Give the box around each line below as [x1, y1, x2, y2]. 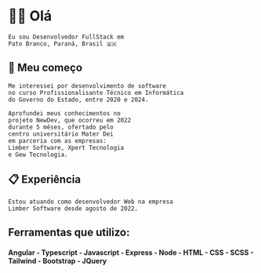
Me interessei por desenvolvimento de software [8, 82, 167, 89]
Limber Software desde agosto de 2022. [8, 204, 139, 213]
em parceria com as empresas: [8, 136, 107, 144]
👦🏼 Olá [8, 7, 53, 25]
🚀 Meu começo [8, 61, 83, 75]
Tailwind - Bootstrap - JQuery [8, 256, 107, 265]
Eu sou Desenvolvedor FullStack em [8, 33, 125, 41]
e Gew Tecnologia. [8, 151, 68, 158]
